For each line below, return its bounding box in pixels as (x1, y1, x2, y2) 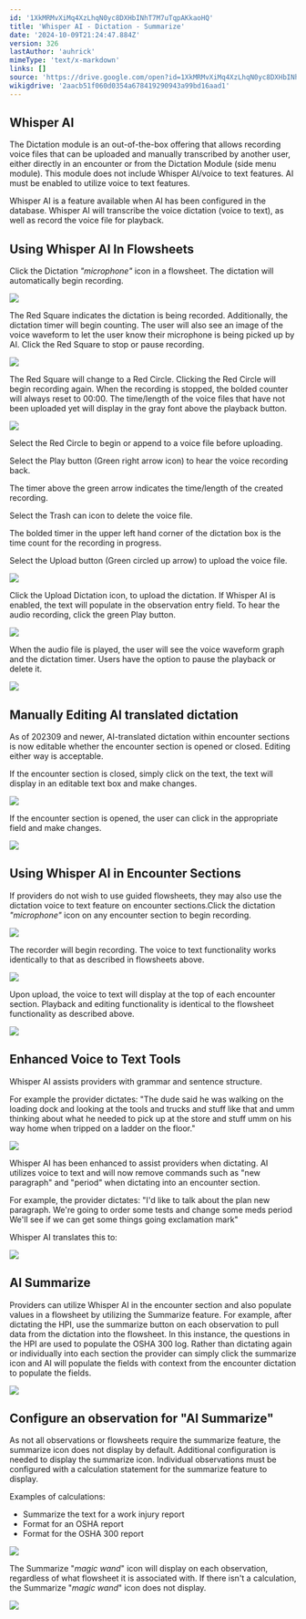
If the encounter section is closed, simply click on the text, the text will (9, 768, 273, 780)
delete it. (9, 663, 43, 675)
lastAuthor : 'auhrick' (9, 47, 96, 57)
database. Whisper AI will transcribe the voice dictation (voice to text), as (9, 205, 284, 216)
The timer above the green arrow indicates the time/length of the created (9, 483, 284, 493)
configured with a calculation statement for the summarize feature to (9, 1464, 268, 1475)
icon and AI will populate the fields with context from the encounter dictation (9, 1357, 297, 1368)
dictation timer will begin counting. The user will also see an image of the (9, 320, 284, 331)
